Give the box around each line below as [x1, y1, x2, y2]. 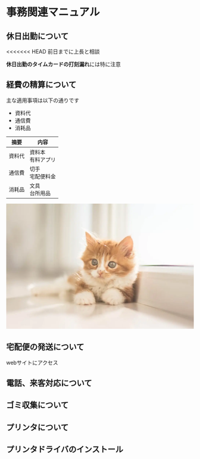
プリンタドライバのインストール [6, 445, 124, 455]
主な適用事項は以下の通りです [6, 97, 79, 104]
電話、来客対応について [6, 378, 92, 388]
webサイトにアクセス [6, 359, 58, 366]
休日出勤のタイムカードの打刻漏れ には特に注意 [6, 61, 121, 67]
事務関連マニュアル [6, 5, 100, 19]
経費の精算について [6, 80, 77, 90]
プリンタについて [6, 422, 69, 432]
